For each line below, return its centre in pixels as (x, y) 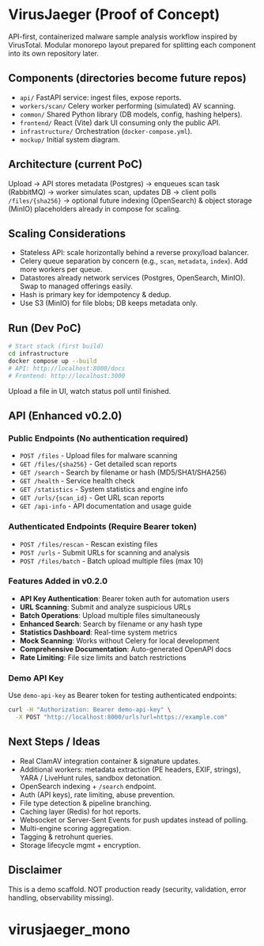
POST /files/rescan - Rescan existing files (89, 544)
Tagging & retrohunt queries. (66, 837)
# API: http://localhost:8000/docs (67, 368)
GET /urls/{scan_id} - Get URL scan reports (92, 498)
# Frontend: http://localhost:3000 (67, 376)
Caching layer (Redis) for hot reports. (80, 811)
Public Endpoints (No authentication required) (98, 438)
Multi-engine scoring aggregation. (75, 828)
